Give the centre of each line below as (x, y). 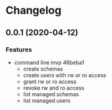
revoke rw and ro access (54, 88)
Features (19, 50)
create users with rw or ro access (64, 75)
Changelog (34, 10)
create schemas (43, 69)
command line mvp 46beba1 (49, 62)
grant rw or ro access (50, 81)
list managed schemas (51, 94)
